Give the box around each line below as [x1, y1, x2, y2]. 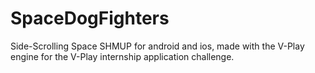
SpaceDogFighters [10, 7, 170, 30]
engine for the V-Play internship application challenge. [10, 50, 235, 62]
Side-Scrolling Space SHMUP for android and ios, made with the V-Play [10, 40, 305, 52]
